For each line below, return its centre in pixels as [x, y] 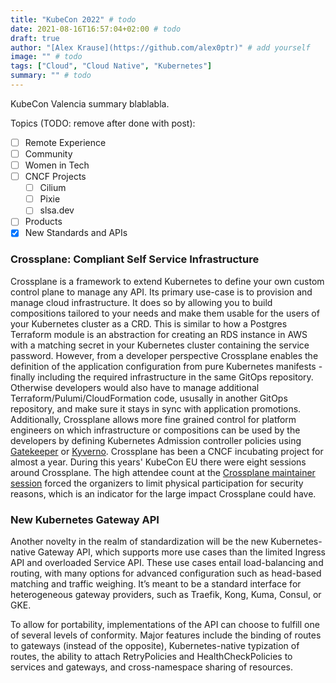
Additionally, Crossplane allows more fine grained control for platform [153, 419]
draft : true [35, 38]
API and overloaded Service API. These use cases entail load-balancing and [167, 563]
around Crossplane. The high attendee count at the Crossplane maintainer [163, 472]
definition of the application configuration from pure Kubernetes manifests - [166, 366]
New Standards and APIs [76, 233]
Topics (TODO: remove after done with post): [103, 123]
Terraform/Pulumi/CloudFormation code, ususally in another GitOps [149, 398]
